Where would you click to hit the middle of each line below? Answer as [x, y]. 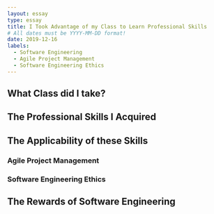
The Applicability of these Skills [78, 141]
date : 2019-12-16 [32, 40]
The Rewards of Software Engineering [91, 202]
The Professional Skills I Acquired [82, 117]
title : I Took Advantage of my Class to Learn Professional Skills [107, 26]
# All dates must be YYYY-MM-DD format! [67, 33]
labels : [18, 46]
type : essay [24, 20]
